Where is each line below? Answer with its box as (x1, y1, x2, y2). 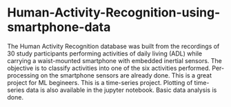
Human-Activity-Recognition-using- (7, 5, 221, 21)
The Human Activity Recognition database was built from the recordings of (7, 42, 220, 50)
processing (7, 71, 39, 80)
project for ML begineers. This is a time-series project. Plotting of (7, 78, 193, 86)
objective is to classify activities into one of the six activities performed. (7, 64, 211, 72)
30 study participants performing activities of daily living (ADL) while (7, 49, 202, 58)
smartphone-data (7, 19, 111, 35)
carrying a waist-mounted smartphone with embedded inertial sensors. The (7, 56, 223, 64)
